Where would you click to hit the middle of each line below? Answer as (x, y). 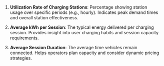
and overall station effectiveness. (44, 18)
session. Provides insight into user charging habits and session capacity (84, 33)
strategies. (21, 58)
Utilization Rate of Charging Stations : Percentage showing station (78, 7)
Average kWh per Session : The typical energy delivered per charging (82, 27)
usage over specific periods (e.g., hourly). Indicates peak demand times (84, 12)
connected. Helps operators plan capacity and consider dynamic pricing (84, 53)
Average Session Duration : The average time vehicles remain (73, 47)
